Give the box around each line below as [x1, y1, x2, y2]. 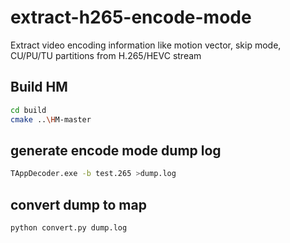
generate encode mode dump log [10, 142, 222, 159]
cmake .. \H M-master [10, 114, 92, 125]
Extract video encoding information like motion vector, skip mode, [10, 39, 282, 51]
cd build [10, 105, 47, 115]
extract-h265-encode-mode [10, 6, 252, 29]
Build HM [10, 79, 68, 96]
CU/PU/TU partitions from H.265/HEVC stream [10, 49, 202, 61]
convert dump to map [10, 196, 147, 213]
